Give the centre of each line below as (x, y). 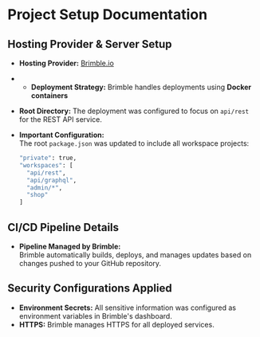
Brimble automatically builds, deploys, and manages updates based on (135, 255)
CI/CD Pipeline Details (63, 227)
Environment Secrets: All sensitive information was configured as (128, 308)
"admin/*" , (45, 188)
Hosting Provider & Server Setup (90, 44)
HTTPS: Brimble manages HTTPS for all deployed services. (116, 324)
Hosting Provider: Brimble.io (67, 63)
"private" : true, (48, 158)
